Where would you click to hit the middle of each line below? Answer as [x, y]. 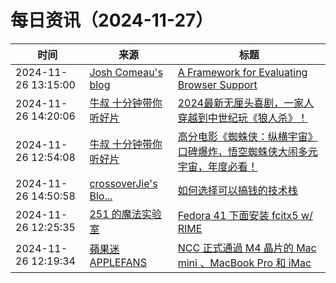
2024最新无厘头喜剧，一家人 [246, 103]
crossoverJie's [123, 183]
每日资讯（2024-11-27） [112, 20]
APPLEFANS [118, 262]
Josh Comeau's [126, 72]
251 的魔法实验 [125, 214]
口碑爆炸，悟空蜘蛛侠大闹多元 [247, 151]
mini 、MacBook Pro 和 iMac [244, 263]
